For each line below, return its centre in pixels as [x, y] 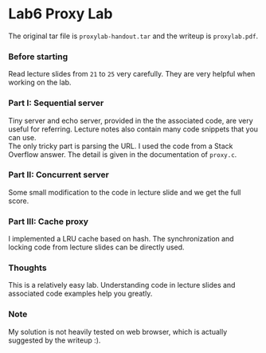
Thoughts [27, 268]
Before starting [38, 57]
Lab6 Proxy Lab [61, 14]
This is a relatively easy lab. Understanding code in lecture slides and [122, 285]
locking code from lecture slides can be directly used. [96, 247]
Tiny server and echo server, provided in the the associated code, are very [131, 120]
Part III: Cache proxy [49, 222]
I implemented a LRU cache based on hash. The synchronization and [121, 239]
